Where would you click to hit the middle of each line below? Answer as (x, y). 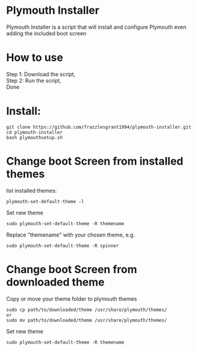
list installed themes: (31, 190)
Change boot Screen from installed (95, 161)
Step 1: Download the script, (41, 74)
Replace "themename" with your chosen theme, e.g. (71, 235)
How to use (35, 58)
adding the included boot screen (46, 33)
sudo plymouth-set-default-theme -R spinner (63, 246)
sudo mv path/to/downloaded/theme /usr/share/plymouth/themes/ (87, 320)
